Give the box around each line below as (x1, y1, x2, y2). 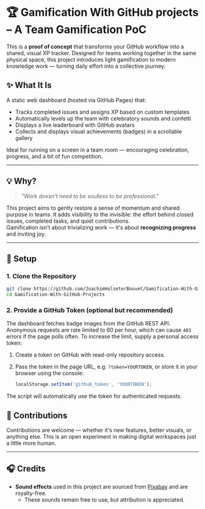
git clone (6, 286, 32, 292)
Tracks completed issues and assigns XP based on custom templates (15, 108, 190, 116)
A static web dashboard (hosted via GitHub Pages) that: (6, 96, 146, 103)
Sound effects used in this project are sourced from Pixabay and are (15, 483, 189, 490)
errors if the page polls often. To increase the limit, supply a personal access (6, 333, 199, 340)
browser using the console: (15, 370, 84, 377)
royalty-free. (15, 489, 47, 497)
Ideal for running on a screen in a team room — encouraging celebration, (6, 146, 190, 154)
